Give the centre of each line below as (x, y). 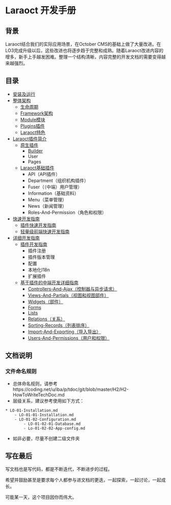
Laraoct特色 (33, 132)
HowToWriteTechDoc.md (39, 395)
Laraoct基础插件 (37, 168)
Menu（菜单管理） (47, 199)
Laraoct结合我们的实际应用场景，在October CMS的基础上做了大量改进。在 (83, 44)
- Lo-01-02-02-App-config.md (54, 428)
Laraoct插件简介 (30, 139)
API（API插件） (44, 174)
